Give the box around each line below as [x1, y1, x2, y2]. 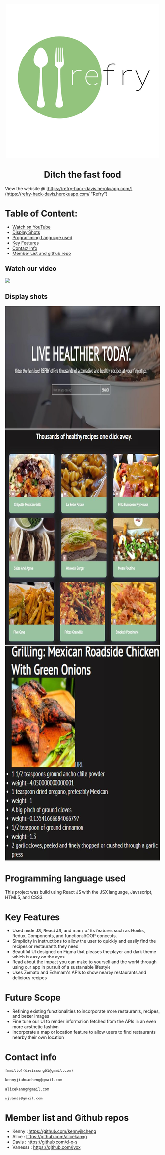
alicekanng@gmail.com [5, 1087, 50, 1092]
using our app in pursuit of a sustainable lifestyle [12, 964, 111, 970]
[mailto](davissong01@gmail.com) [5, 1069, 74, 1073]
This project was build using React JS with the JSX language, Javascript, [5, 889, 153, 895]
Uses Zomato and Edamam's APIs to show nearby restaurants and [12, 969, 146, 976]
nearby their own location [12, 1034, 64, 1040]
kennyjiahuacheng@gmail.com [5, 1077, 63, 1083]
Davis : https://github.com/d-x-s [12, 1139, 78, 1145]
